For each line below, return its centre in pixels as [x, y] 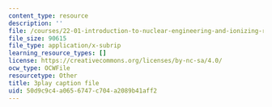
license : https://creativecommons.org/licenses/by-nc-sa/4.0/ [115, 61]
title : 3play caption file [54, 83]
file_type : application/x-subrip [65, 46]
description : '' [36, 23]
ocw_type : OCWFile [39, 68]
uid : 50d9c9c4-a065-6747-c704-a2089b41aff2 [83, 91]
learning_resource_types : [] [57, 53]
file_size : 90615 [38, 38]
